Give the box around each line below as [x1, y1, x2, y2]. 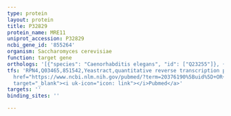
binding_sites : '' [7, 93, 60, 100]
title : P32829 [7, 23, 48, 29]
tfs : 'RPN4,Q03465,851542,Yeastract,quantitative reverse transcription [7, 67, 220, 74]
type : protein [7, 10, 48, 17]
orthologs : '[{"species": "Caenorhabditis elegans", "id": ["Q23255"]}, [7, 61, 220, 68]
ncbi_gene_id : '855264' [7, 42, 76, 48]
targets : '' [7, 86, 41, 93]
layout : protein [7, 16, 54, 23]
